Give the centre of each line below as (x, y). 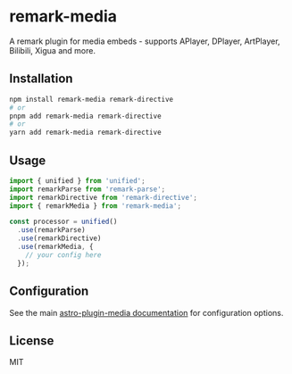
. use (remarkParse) (52, 230)
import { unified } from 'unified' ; (77, 180)
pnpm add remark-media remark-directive (86, 116)
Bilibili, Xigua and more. (53, 50)
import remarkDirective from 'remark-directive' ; (104, 197)
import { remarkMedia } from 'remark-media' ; (95, 206)
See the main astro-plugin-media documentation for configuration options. (146, 312)
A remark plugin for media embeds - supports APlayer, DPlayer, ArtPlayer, (145, 41)
